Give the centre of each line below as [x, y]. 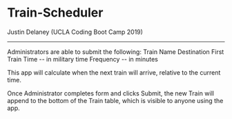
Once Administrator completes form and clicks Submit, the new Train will [110, 93]
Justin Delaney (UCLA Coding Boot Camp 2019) [75, 32]
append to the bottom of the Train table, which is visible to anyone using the [115, 100]
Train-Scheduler [55, 13]
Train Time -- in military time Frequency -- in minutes [83, 59]
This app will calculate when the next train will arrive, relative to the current [114, 72]
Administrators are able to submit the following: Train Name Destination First [116, 52]
